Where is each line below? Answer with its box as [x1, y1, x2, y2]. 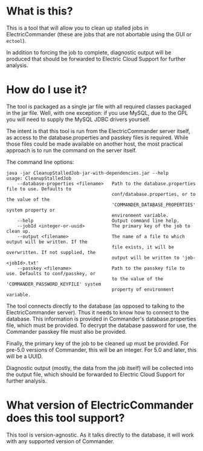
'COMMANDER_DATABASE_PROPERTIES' [111, 201, 196, 208]
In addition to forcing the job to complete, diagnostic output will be [6, 48, 172, 56]
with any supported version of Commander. [6, 437, 115, 445]
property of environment [111, 286, 174, 293]
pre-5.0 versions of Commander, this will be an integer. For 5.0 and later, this [6, 346, 197, 353]
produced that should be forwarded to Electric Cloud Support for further [6, 55, 186, 62]
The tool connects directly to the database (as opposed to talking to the [6, 302, 185, 310]
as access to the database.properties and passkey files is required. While [6, 134, 188, 141]
